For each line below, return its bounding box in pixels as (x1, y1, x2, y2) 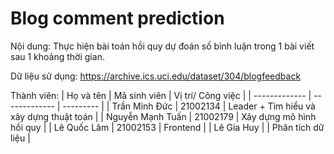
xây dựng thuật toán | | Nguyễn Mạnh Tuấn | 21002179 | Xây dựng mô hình (10, 110, 317, 122)
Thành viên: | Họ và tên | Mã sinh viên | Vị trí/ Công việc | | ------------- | (10, 89, 312, 101)
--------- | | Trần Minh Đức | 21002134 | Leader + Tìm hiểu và (62, 100, 316, 112)
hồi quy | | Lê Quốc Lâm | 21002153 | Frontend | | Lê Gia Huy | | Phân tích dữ (10, 121, 325, 133)
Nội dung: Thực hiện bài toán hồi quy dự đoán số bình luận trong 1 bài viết (10, 40, 315, 52)
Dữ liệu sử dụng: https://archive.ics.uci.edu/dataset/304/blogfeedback (10, 70, 302, 82)
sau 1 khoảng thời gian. (10, 50, 105, 62)
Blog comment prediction (10, 7, 225, 30)
